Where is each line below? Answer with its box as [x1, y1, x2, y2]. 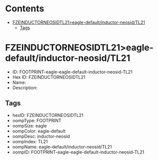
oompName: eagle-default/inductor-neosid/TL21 [12, 144, 112, 150]
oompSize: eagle [12, 122, 47, 129]
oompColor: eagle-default [12, 128, 66, 134]
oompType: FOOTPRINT [12, 117, 62, 123]
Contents [5, 3, 45, 14]
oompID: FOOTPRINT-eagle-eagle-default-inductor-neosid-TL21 [12, 149, 145, 155]
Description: [12, 85, 38, 91]
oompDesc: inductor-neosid [12, 133, 70, 139]
